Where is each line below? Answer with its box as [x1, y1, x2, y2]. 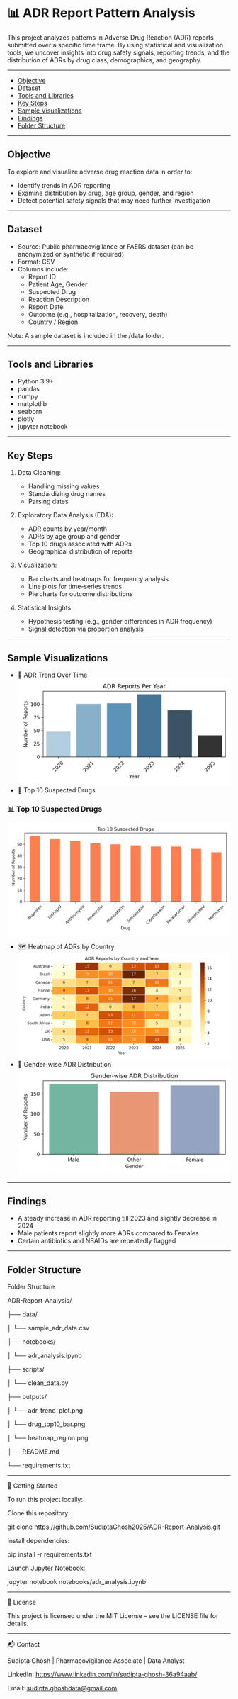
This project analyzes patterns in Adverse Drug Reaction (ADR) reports [7, 33, 214, 42]
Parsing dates [28, 497, 69, 506]
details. [7, 1620, 29, 1628]
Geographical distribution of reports [28, 547, 133, 556]
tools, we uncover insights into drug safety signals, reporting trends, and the [7, 48, 230, 57]
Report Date [28, 302, 64, 311]
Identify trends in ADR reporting [17, 181, 111, 189]
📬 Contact [7, 1640, 40, 1649]
